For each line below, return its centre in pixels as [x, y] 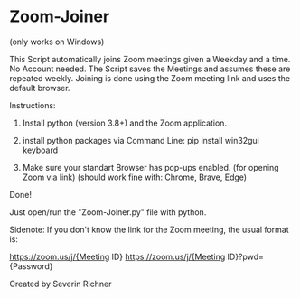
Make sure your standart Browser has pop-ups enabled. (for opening [150, 167]
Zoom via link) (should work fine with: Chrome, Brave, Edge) [134, 177]
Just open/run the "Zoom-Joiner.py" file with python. [108, 212]
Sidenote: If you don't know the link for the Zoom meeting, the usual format [149, 229]
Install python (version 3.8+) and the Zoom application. [125, 123]
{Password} [31, 266]
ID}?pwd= [246, 256]
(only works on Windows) [57, 42]
